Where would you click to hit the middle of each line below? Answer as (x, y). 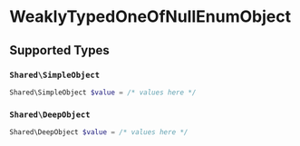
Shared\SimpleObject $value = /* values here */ (103, 92)
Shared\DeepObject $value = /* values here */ (99, 132)
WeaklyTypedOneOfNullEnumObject (150, 17)
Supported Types (60, 50)
